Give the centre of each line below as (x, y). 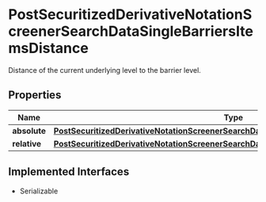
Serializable (39, 191)
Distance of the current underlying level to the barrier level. (105, 70)
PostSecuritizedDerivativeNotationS (130, 15)
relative (27, 143)
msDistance (48, 48)
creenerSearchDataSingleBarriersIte (131, 31)
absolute (29, 131)
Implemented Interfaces (69, 172)
